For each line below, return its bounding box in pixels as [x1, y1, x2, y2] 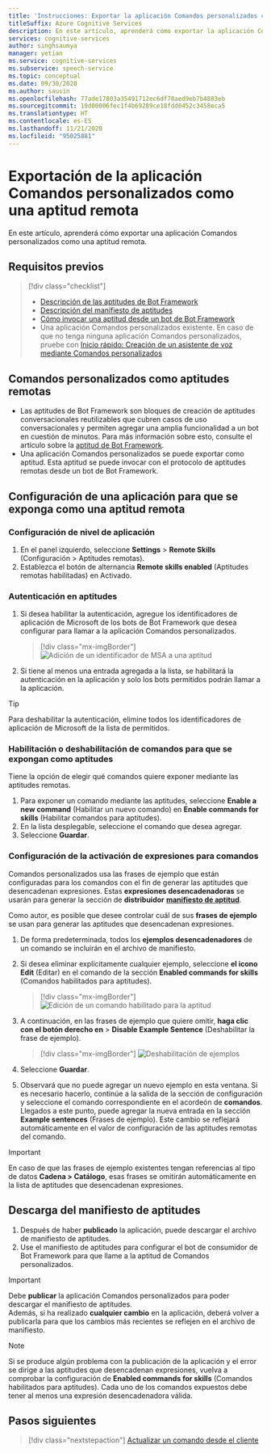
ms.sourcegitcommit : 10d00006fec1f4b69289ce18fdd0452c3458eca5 [8, 102, 226, 110]
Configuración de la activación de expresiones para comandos [8, 850, 259, 861]
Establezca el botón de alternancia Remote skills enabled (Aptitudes [19, 562, 248, 571]
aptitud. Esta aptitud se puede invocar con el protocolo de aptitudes [19, 457, 246, 467]
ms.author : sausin [8, 86, 70, 95]
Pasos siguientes [8, 1413, 97, 1427]
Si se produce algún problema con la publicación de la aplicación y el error [8, 1356, 256, 1366]
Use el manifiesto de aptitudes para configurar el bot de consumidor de [19, 1242, 258, 1252]
